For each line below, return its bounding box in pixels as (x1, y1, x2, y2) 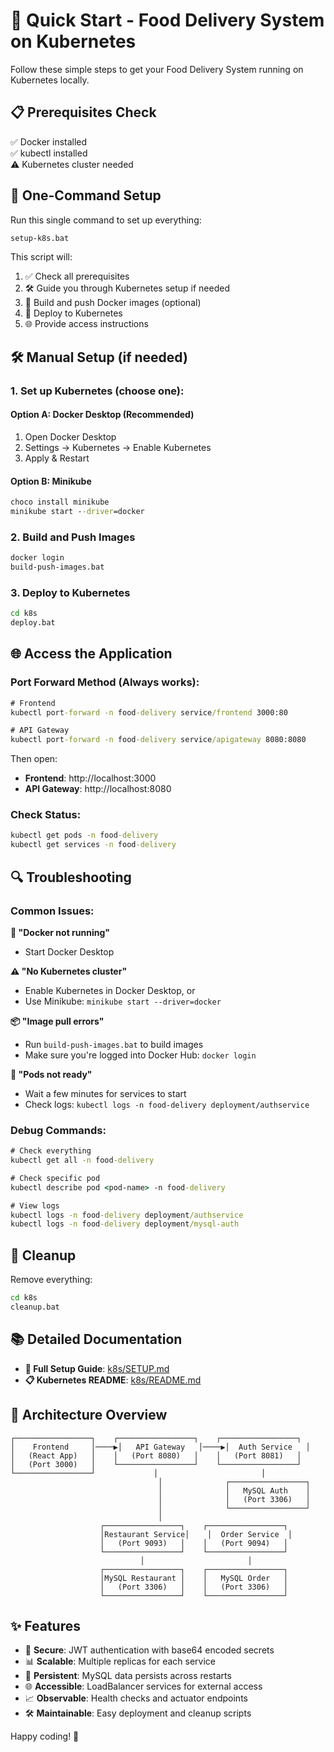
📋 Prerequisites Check (10, 104, 157, 121)
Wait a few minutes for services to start (24, 1087, 187, 1099)
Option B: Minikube (10, 475, 92, 487)
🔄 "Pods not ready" (10, 1068, 93, 1080)
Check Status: (10, 808, 82, 822)
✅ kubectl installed (10, 147, 88, 159)
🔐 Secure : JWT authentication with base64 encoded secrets (24, 1644, 275, 1656)
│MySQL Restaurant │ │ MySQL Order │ (99, 1573, 288, 1583)
